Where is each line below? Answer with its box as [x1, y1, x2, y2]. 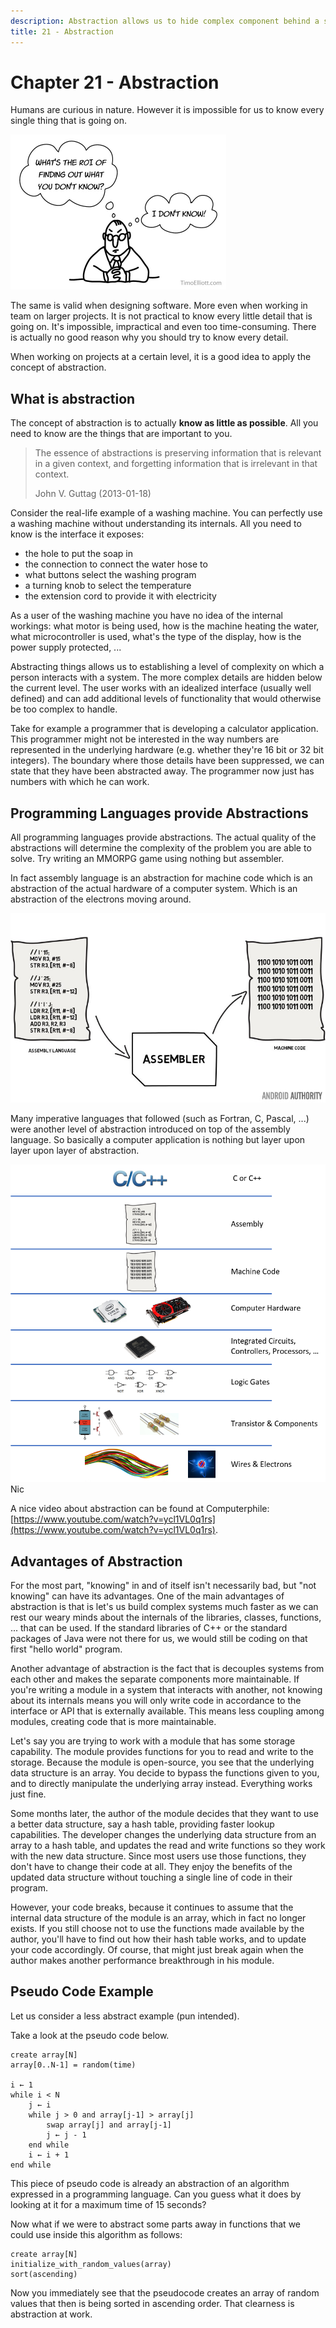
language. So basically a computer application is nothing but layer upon [10, 1134, 306, 1146]
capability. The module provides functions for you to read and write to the [10, 1745, 314, 1757]
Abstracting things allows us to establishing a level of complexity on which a [10, 661, 325, 673]
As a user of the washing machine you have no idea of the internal [10, 610, 283, 622]
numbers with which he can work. [10, 776, 150, 788]
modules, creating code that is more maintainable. [10, 1715, 217, 1727]
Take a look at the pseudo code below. [10, 2029, 170, 2041]
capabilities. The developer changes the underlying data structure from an [10, 1828, 317, 1840]
